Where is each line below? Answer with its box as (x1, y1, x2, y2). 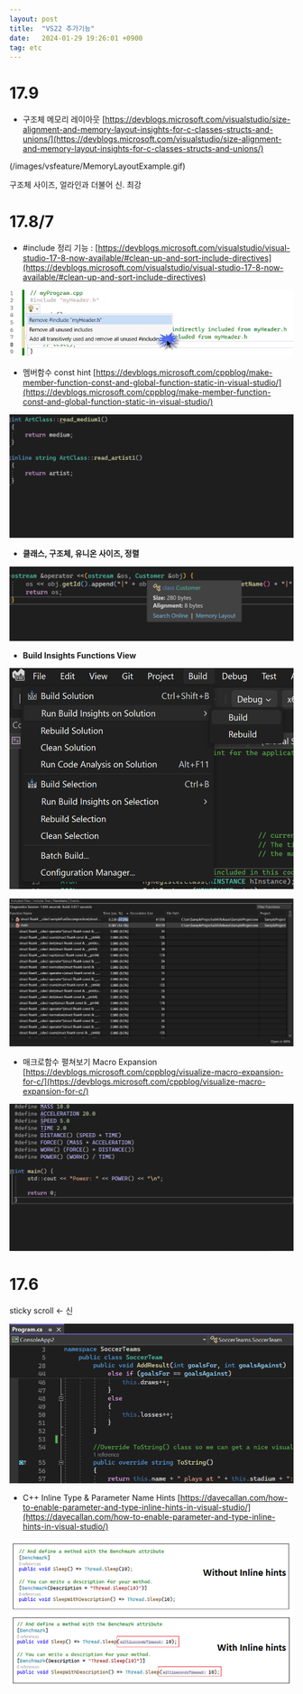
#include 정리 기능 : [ (22, 243, 99, 253)
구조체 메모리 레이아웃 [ (22, 114, 106, 125)
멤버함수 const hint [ (22, 367, 96, 378)
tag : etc (9, 43, 42, 52)
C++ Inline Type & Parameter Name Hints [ (22, 1493, 181, 1504)
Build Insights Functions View (22, 650, 137, 661)
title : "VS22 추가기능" (9, 23, 96, 33)
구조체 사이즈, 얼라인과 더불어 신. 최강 (9, 180, 142, 190)
